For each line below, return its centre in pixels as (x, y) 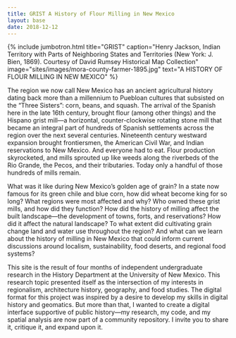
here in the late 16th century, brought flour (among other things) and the (112, 113)
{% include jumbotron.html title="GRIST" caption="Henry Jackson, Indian (114, 47)
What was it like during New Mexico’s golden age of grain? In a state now (113, 187)
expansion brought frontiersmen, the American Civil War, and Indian (106, 143)
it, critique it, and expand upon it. (55, 327)
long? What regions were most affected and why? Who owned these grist (114, 201)
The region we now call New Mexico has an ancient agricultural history (110, 90)
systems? (21, 254)
